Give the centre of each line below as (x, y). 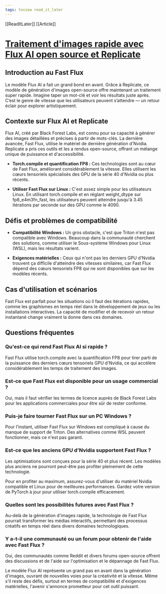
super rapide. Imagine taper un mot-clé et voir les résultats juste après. (78, 95)
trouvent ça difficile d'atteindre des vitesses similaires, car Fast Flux (82, 263)
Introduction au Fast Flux (44, 73)
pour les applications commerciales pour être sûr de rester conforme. (76, 403)
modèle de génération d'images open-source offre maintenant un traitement (83, 90)
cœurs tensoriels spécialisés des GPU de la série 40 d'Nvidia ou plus (83, 175)
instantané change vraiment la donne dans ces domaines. (64, 317)
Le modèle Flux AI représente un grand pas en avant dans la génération (78, 571)
